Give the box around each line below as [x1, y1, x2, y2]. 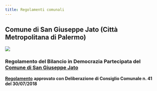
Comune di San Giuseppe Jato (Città [5, 26, 118, 34]
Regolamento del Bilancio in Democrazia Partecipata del [5, 58, 141, 65]
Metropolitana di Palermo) [5, 33, 87, 42]
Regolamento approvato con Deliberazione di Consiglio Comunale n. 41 [5, 75, 153, 81]
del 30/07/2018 [5, 81, 38, 87]
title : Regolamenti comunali [5, 7, 65, 12]
